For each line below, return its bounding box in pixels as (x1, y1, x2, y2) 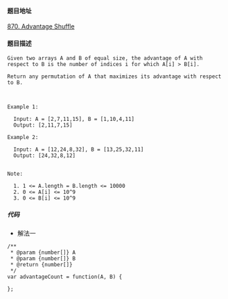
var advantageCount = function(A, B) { (7, 273, 123, 281)
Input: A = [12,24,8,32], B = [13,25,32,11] (13, 146, 144, 153)
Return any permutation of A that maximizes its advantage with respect (7, 73, 222, 80)
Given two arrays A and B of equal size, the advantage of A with (7, 55, 203, 62)
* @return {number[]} (10, 261, 73, 268)
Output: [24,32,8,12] (13, 152, 76, 159)
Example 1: (7, 104, 39, 111)
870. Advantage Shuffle (7, 22, 75, 31)
